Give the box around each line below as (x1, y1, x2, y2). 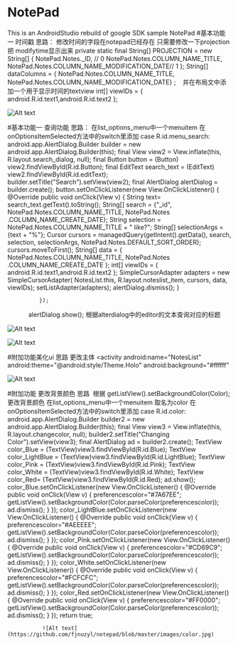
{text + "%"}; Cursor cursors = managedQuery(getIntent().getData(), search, (7, 230, 232, 238)
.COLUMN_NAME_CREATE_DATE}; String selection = (7, 215, 162, 224)
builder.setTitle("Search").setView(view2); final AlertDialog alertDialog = (7, 177, 219, 186)
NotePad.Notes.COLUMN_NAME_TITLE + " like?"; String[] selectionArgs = (7, 223, 224, 231)
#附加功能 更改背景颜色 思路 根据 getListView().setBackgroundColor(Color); (7, 389, 231, 397)
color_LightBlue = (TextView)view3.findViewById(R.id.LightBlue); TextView (7, 452, 225, 461)
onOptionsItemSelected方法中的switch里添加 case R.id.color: (7, 407, 186, 415)
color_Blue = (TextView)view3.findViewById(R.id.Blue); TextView (7, 445, 197, 453)
